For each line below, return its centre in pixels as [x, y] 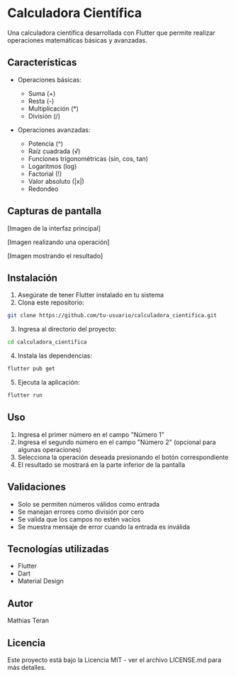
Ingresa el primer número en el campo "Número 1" [91, 434]
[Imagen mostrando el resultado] [55, 255]
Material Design [40, 581]
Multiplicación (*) [54, 109]
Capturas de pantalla [54, 211]
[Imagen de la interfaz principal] [54, 228]
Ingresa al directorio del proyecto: [67, 329]
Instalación [33, 278]
